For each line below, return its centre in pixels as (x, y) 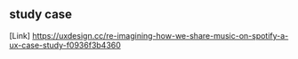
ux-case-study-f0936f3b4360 (65, 45)
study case (41, 15)
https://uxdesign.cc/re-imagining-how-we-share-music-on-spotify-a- (161, 35)
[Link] (20, 35)
